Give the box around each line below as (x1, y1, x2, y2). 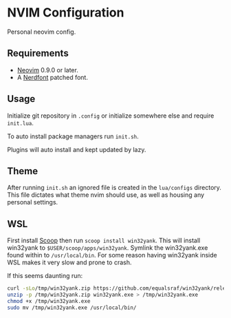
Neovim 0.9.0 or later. (16, 65, 79, 74)
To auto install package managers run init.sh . (7, 132, 139, 140)
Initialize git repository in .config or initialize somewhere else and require (7, 112, 214, 120)
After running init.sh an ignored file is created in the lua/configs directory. (7, 184, 222, 192)
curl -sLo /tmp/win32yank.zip (7, 285, 91, 292)
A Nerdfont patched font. (16, 73, 88, 81)
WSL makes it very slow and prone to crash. (7, 258, 132, 266)
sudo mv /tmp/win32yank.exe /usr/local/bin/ (7, 304, 137, 311)
